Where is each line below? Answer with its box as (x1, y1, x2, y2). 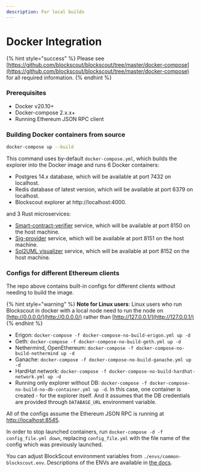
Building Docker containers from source (6, 130, 125, 138)
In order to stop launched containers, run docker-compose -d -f (6, 428, 164, 435)
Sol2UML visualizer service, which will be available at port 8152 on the (14, 247, 190, 255)
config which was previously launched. (6, 441, 104, 449)
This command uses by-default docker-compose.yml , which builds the (6, 155, 178, 163)
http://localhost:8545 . (6, 417, 60, 424)
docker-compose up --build (6, 144, 74, 151)
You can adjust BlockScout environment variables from (6, 453, 143, 460)
